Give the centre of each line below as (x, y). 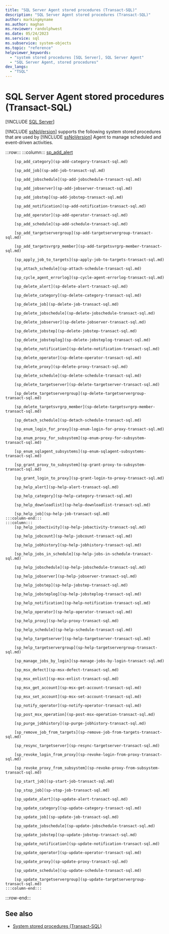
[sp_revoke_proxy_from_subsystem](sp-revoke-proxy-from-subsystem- (87, 768)
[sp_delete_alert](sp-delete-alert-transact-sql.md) (71, 286)
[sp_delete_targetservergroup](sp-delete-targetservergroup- (80, 393)
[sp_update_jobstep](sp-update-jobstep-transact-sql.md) (76, 835)
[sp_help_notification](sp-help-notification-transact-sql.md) (83, 603)
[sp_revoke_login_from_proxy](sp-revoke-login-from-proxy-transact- (88, 755)
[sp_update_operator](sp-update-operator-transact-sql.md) (78, 852)
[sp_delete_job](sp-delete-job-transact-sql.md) (67, 304)
